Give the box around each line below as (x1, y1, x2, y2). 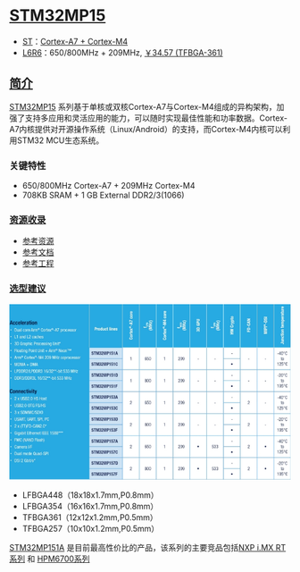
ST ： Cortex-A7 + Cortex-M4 (21, 36, 129, 46)
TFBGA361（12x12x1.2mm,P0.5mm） (21, 512, 158, 523)
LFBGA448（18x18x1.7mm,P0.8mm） (21, 490, 159, 500)
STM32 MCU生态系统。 (16, 135, 104, 146)
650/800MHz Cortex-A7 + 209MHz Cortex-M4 (21, 181, 196, 191)
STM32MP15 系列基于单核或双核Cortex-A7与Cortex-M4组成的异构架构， (9, 101, 277, 112)
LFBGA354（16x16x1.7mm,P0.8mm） (21, 501, 159, 512)
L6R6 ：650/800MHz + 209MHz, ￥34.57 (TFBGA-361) (21, 46, 223, 58)
